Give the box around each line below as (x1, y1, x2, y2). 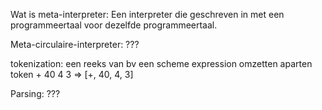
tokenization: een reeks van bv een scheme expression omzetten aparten (10, 58, 313, 69)
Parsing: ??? (10, 88, 61, 99)
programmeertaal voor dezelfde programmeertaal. (10, 19, 218, 31)
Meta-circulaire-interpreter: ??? (10, 39, 140, 50)
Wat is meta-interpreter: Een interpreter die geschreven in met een (10, 9, 285, 20)
